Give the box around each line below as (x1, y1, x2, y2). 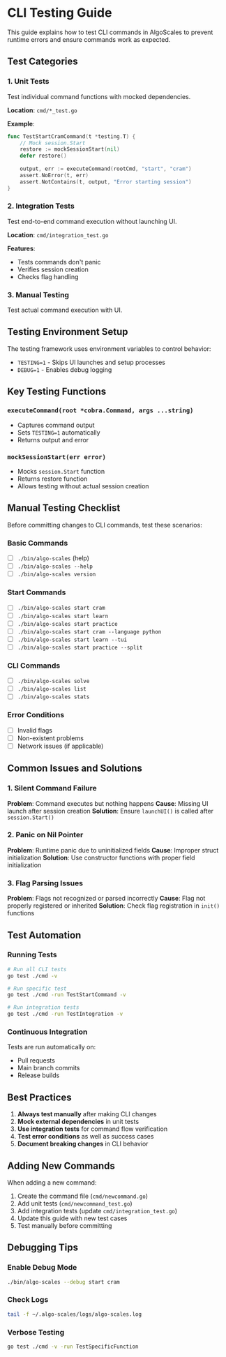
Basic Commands (7, 538, 68, 548)
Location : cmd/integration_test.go (7, 230, 109, 239)
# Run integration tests (7, 1004, 80, 1011)
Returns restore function (17, 474, 88, 483)
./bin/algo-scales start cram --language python (17, 628, 162, 636)
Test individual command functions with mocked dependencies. (7, 92, 191, 100)
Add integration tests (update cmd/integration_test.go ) (17, 1206, 178, 1215)
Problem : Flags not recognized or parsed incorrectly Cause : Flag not (7, 894, 206, 903)
